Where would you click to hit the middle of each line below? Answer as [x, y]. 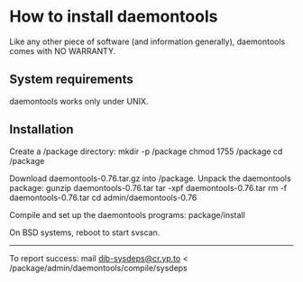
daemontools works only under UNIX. [79, 101]
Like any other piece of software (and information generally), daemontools [147, 41]
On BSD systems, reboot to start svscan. [85, 232]
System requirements [71, 80]
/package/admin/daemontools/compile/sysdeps [98, 268]
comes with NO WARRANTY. [63, 50]
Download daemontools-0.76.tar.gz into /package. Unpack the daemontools [150, 178]
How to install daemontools [114, 17]
